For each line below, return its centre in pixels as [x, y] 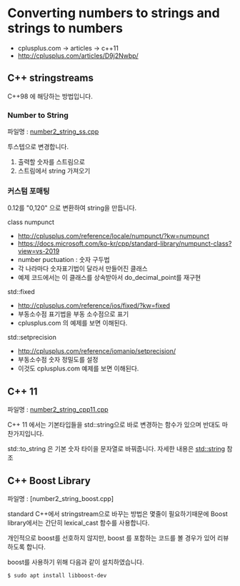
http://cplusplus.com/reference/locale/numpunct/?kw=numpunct [113, 236]
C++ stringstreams [51, 78]
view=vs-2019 [39, 251]
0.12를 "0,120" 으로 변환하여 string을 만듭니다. [72, 208]
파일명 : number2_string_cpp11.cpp [58, 410]
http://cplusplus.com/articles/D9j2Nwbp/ [78, 56]
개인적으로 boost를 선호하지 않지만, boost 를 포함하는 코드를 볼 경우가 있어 [111, 537]
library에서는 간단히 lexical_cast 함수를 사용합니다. [79, 522]
